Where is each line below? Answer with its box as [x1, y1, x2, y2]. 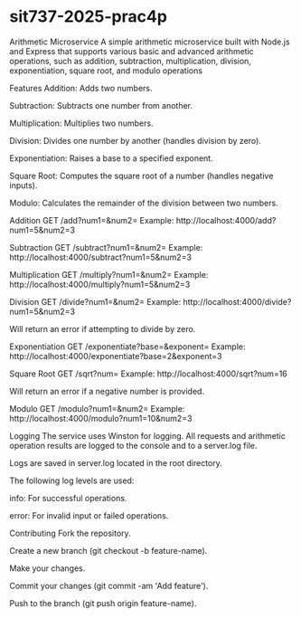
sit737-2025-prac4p [9, 6, 167, 27]
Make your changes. [9, 563, 86, 574]
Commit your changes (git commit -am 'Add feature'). [9, 580, 209, 591]
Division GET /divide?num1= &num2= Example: [9, 296, 182, 307]
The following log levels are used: [9, 475, 135, 486]
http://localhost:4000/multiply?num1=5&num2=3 [9, 279, 191, 290]
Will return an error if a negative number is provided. [9, 385, 205, 396]
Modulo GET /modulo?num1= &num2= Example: [9, 403, 185, 414]
